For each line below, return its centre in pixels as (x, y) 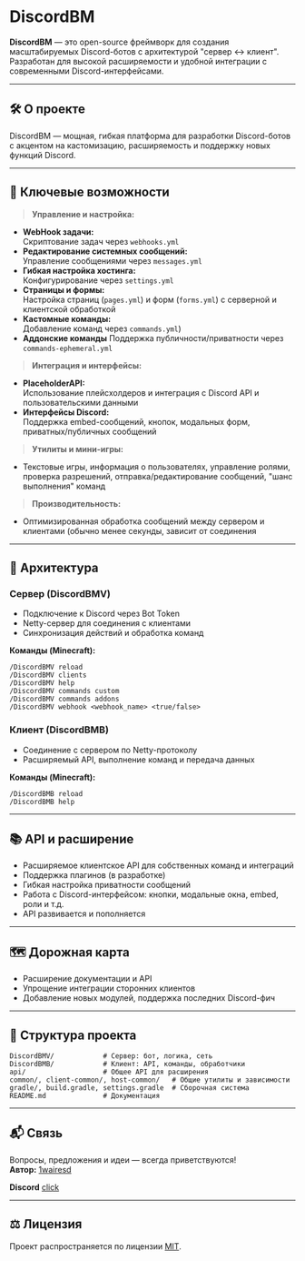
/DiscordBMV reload (46, 667)
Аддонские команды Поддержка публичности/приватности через (153, 338)
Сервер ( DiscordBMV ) (60, 593)
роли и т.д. (43, 904)
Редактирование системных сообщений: (105, 251)
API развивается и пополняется (84, 914)
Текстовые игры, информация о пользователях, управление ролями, (156, 467)
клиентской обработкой (69, 309)
